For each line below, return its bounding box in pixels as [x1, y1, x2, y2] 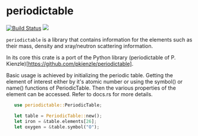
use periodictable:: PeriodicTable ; [14, 102, 102, 108]
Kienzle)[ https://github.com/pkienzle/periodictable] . [6, 60, 134, 67]
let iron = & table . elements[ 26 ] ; [14, 118, 97, 124]
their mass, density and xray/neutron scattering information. [6, 42, 153, 49]
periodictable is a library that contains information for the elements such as [6, 36, 193, 43]
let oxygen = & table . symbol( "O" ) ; [14, 124, 100, 130]
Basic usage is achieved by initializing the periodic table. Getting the [6, 71, 174, 78]
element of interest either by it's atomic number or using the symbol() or [6, 78, 183, 85]
